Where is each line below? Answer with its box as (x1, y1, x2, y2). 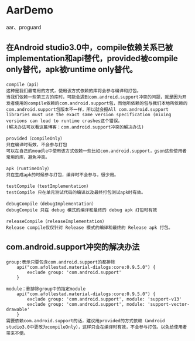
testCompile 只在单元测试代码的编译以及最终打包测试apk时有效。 (6, 189, 146, 195)
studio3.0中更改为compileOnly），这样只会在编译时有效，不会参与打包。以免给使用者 (6, 324, 187, 330)
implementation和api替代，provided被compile (6, 53, 179, 63)
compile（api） (6, 82, 42, 87)
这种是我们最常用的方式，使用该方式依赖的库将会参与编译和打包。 (6, 87, 142, 94)
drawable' (6, 306, 30, 312)
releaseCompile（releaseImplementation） (6, 218, 107, 224)
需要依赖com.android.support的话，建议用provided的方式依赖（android (6, 318, 165, 323)
